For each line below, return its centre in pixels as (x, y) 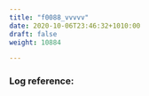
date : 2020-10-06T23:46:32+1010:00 (75, 26)
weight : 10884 (35, 42)
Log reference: (42, 81)
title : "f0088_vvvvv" (49, 17)
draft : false (33, 34)
